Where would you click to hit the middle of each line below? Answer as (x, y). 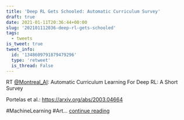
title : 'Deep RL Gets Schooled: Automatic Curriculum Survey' (83, 11)
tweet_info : (20, 50)
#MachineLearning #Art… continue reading (58, 111)
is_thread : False (32, 66)
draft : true (20, 17)
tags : (13, 33)
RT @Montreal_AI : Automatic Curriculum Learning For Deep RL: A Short (92, 82)
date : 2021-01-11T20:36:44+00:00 (47, 22)
